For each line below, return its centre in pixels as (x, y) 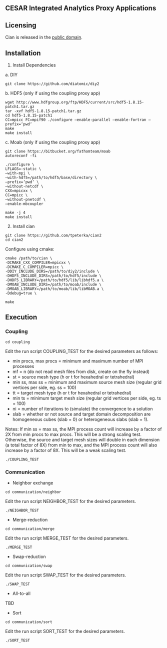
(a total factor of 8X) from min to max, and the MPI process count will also (81, 445)
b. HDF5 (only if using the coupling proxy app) (53, 93)
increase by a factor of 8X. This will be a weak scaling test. (66, 450)
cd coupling (17, 342)
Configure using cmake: (30, 249)
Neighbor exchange (33, 483)
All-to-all (21, 593)
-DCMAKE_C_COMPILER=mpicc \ (34, 267)
